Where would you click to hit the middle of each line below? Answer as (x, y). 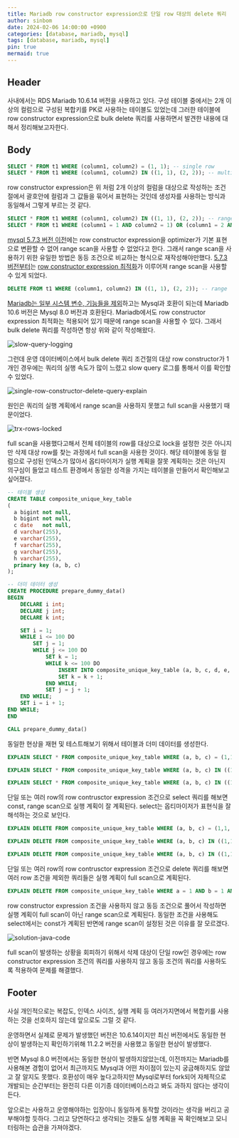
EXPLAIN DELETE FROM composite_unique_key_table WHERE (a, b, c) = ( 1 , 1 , (119, 829)
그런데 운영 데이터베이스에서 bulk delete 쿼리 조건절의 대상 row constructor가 (116, 358)
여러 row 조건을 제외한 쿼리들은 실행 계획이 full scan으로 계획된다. (99, 877)
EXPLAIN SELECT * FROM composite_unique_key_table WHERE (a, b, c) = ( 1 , (119, 757)
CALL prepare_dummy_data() (47, 729)
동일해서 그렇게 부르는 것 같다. (49, 205)
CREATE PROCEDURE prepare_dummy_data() (67, 591)
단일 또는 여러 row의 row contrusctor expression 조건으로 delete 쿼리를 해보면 (118, 868)
